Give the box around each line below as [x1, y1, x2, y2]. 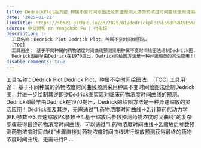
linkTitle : [6, 20, 33, 26]
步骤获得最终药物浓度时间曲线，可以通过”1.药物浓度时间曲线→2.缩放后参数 [6, 121, 190, 128]
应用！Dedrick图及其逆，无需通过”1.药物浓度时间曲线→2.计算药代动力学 [11, 106, 188, 113]
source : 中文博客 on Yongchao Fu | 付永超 [6, 25, 108, 32]
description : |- [6, 31, 47, 37]
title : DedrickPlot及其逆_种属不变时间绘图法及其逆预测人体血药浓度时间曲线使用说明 [6, 8, 196, 15]
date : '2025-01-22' [6, 14, 55, 20]
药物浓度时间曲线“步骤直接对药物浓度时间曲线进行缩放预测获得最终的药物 [11, 128, 193, 135]
